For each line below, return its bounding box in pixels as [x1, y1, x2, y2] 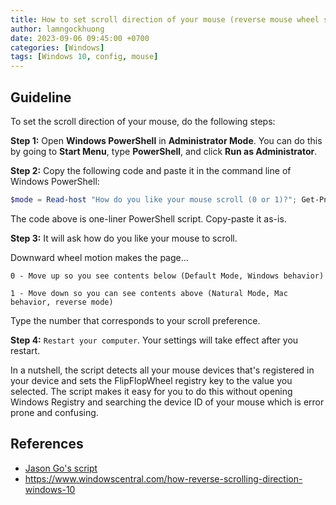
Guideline [10, 89, 72, 106]
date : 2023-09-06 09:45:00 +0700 [10, 33, 150, 43]
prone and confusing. [10, 406, 99, 418]
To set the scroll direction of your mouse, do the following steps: [10, 115, 276, 127]
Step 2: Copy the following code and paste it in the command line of [10, 164, 292, 176]
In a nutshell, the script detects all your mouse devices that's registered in [10, 364, 315, 376]
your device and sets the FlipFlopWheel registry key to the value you [10, 374, 293, 386]
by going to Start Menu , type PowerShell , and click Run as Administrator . [10, 145, 318, 157]
